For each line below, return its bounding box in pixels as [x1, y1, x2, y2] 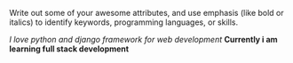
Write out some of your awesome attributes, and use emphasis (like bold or [9, 8, 284, 18]
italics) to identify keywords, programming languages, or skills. [9, 17, 239, 28]
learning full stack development [9, 43, 130, 54]
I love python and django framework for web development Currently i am [9, 35, 278, 44]
